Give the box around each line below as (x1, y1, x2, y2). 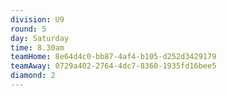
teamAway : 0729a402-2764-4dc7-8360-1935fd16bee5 (10, 61, 217, 71)
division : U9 (10, 14, 65, 25)
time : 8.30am (10, 42, 65, 53)
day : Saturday (10, 33, 70, 43)
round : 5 (10, 24, 47, 34)
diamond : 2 (10, 71, 56, 81)
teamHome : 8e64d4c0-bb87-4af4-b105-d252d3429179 (10, 52, 217, 62)
